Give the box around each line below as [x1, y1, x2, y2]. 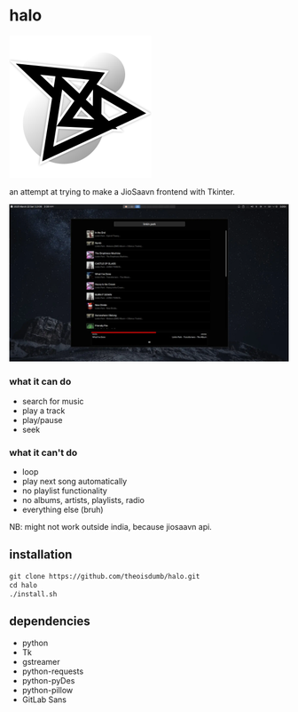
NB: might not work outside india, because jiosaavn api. [9, 522, 213, 532]
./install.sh [9, 589, 58, 598]
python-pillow [21, 684, 74, 695]
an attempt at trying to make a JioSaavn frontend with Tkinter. [9, 186, 235, 196]
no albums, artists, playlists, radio [21, 495, 145, 506]
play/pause [21, 414, 63, 425]
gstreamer [21, 656, 60, 667]
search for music [21, 396, 84, 406]
